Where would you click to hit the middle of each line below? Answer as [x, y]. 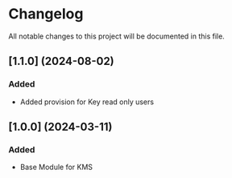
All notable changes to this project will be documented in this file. [117, 36]
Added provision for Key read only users [87, 102]
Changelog [46, 14]
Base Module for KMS [56, 167]
